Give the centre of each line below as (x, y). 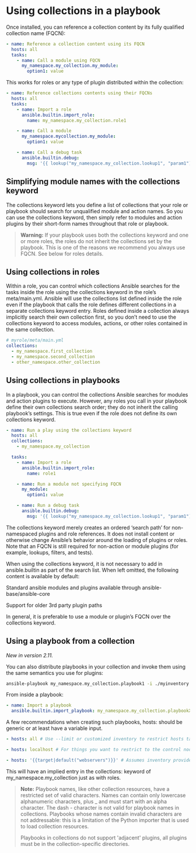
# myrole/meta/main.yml (35, 340)
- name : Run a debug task (48, 506)
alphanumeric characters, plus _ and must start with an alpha (94, 801)
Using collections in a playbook (83, 11)
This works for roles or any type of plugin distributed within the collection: (95, 83)
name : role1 (42, 473)
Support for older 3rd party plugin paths (54, 605)
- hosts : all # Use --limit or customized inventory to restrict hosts (95, 739)
